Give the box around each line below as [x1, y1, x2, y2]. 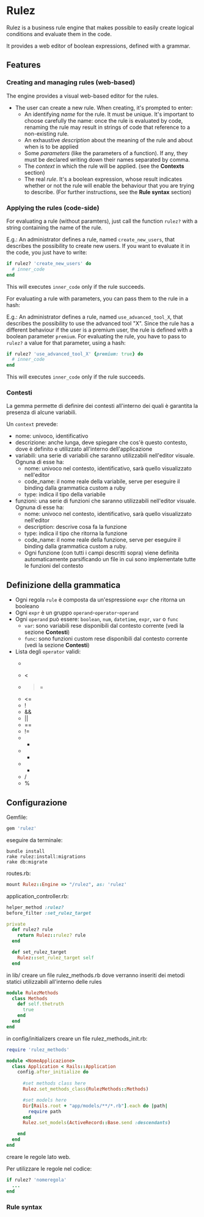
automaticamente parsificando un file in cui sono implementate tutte [24, 556, 196, 563]
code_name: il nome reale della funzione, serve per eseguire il [24, 536, 181, 543]
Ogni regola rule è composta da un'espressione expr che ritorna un [15, 596, 186, 603]
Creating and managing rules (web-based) [6, 78, 136, 87]
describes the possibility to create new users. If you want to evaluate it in [6, 242, 191, 249]
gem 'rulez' [6, 826, 37, 832]
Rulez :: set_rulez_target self [17, 954, 95, 961]
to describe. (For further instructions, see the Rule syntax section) [24, 188, 192, 195]
